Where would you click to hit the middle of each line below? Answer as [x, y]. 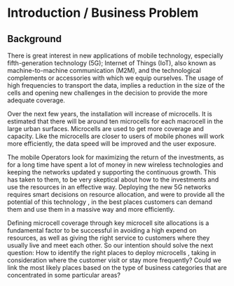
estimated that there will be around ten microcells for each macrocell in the [115, 121]
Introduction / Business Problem [103, 13]
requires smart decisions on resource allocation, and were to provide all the [116, 195]
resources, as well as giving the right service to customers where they [109, 238]
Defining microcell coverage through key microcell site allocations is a [108, 223]
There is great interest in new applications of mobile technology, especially [115, 55]
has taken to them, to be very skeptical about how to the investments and [113, 179]
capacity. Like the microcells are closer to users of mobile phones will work [116, 136]
